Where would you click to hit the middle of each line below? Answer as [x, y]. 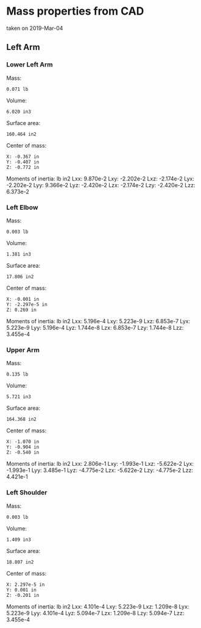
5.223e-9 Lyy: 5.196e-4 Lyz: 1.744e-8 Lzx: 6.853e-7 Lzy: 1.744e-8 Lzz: [95, 327]
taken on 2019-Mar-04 [35, 28]
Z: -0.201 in [23, 595]
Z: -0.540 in [23, 452]
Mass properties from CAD [75, 11]
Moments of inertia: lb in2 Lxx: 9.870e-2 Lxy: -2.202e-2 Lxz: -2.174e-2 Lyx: [100, 179]
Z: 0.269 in [21, 310]
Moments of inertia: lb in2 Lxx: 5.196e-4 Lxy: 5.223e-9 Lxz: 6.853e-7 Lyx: [98, 321]
